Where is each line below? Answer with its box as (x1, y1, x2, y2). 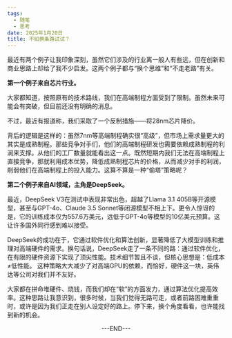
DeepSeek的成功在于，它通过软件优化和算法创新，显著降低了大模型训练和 (7, 236, 218, 244)
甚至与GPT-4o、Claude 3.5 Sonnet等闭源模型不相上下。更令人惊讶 (19, 204, 209, 212)
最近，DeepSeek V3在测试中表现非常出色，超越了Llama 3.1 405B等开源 (7, 195, 211, 203)
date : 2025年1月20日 (7, 29, 64, 37)
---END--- (101, 325, 131, 333)
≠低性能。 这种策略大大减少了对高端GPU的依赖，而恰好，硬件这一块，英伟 (7, 261, 220, 270)
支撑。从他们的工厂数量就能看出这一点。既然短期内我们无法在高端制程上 (19, 149, 225, 157)
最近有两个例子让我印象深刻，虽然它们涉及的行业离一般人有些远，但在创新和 (7, 56, 225, 64)
